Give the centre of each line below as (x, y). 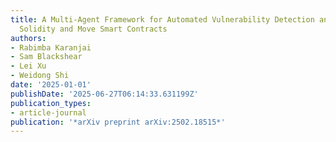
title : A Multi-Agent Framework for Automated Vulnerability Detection (162, 19)
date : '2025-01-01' (51, 85)
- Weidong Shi (40, 76)
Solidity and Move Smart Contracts (93, 29)
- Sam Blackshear (46, 57)
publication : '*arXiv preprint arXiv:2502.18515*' (118, 122)
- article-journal (48, 112)
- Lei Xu (28, 66)
